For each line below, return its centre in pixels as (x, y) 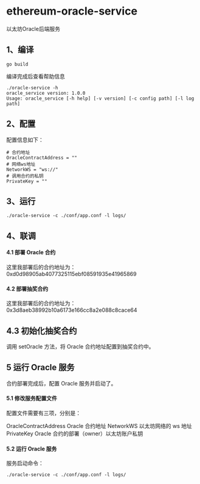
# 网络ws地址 (21, 164)
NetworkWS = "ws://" (33, 169)
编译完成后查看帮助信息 (36, 76)
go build (17, 64)
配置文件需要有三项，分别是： (43, 413)
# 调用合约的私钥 (25, 176)
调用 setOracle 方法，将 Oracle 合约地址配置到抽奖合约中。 (80, 346)
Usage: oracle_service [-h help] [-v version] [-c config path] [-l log (100, 99)
